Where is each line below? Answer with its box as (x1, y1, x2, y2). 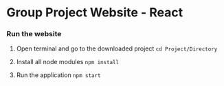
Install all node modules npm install (16, 58, 120, 66)
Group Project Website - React (6, 5, 183, 20)
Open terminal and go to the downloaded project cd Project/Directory (16, 44, 218, 53)
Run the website (6, 29, 62, 39)
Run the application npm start (16, 71, 101, 79)
